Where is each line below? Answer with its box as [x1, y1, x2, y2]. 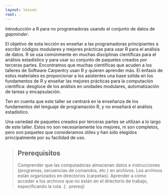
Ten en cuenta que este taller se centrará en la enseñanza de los [5, 98, 138, 104]
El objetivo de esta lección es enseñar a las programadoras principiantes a [5, 40, 158, 46]
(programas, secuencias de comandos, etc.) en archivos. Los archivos [17, 167, 162, 173]
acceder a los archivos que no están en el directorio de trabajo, [17, 178, 148, 184]
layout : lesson [5, 7, 37, 12]
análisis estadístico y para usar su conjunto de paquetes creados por [5, 56, 147, 62]
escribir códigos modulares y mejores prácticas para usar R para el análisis [5, 46, 160, 52]
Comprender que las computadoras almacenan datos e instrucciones [17, 162, 160, 168]
